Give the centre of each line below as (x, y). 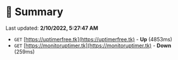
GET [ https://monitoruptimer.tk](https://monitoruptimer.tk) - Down (93, 45)
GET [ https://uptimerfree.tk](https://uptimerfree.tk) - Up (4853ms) (93, 39)
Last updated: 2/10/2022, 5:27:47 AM (52, 28)
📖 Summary (34, 12)
